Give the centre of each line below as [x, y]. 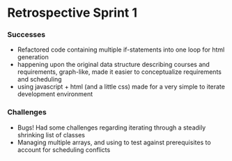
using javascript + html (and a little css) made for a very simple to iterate [121, 87]
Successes [26, 35]
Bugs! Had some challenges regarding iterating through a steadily [111, 128]
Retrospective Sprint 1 [72, 13]
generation [33, 57]
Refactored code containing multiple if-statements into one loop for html [121, 49]
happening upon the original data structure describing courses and [114, 65]
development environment [55, 94]
